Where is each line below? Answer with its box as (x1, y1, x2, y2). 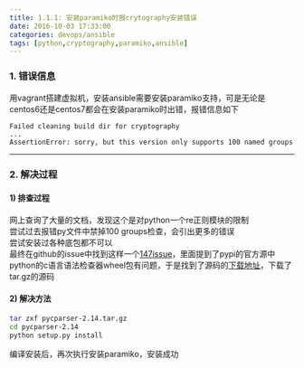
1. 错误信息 (9, 70, 56, 82)
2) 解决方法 (9, 293, 52, 304)
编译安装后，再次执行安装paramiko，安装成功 (9, 348, 179, 359)
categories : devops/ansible (9, 30, 116, 39)
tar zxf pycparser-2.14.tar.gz (9, 314, 128, 323)
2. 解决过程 (9, 168, 58, 181)
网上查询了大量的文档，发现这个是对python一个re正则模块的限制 (9, 214, 250, 225)
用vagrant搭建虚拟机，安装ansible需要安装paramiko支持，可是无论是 (9, 92, 266, 103)
